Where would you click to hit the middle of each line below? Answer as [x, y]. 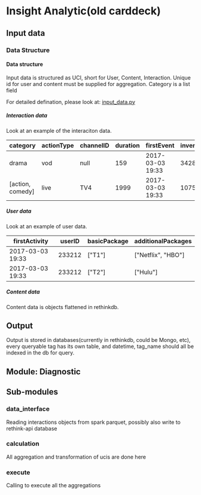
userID [70, 241]
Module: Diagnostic [43, 372]
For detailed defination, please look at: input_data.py [71, 102]
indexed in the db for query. [40, 353]
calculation [23, 444]
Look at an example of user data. [47, 226]
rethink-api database [32, 428]
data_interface [28, 409]
